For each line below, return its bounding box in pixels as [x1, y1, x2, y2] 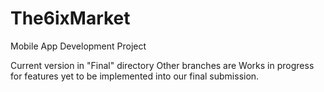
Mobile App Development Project [10, 40, 147, 52]
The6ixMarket [10, 7, 131, 30]
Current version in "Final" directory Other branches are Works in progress [10, 59, 315, 71]
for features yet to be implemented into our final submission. [10, 70, 260, 82]
